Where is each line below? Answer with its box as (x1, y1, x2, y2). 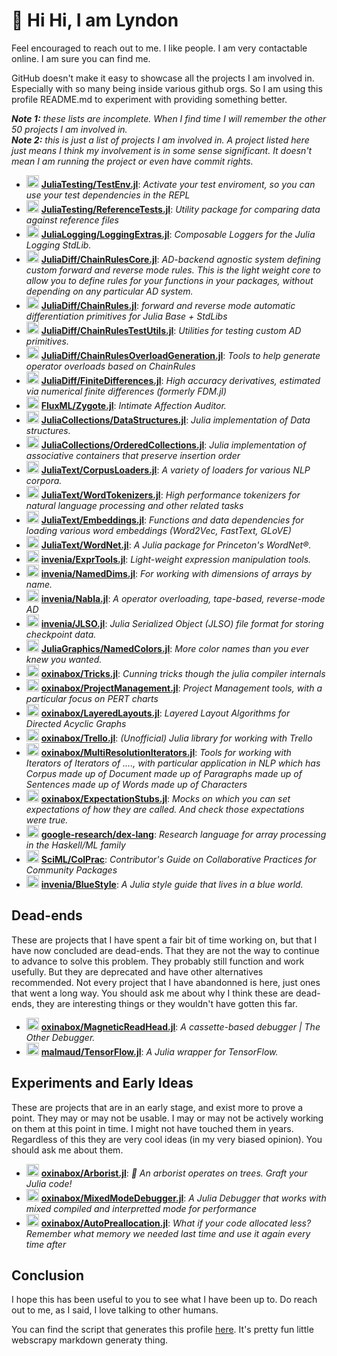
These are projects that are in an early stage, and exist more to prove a (11, 1101, 304, 1113)
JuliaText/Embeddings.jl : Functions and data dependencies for (40, 514, 304, 526)
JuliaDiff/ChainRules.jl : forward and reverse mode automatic (40, 299, 296, 311)
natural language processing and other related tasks (25, 499, 244, 511)
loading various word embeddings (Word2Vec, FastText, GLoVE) (25, 524, 292, 536)
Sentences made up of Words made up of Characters (25, 778, 248, 790)
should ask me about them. (11, 1144, 124, 1156)
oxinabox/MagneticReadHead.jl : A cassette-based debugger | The (40, 1020, 321, 1033)
